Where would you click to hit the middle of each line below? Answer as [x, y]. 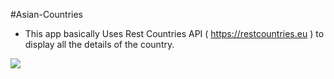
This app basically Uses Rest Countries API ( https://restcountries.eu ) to [174, 33]
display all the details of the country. [99, 44]
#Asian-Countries [46, 14]
